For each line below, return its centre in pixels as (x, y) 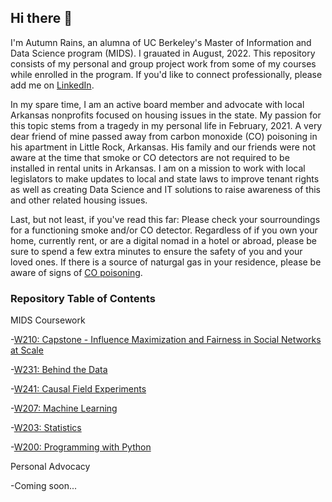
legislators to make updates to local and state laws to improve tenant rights (165, 178)
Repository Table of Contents (83, 298)
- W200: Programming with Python (81, 447)
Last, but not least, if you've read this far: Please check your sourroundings (165, 219)
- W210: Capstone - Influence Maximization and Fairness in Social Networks (166, 340)
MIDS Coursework (48, 320)
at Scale (27, 350)
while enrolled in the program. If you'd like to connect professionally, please (166, 74)
